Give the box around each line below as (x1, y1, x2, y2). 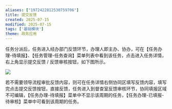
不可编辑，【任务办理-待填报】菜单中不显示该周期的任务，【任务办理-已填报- (5, 92, 164, 98)
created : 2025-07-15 (5, 17, 50, 22)
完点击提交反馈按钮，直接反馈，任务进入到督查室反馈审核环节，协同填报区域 (5, 85, 167, 92)
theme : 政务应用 (5, 31, 37, 36)
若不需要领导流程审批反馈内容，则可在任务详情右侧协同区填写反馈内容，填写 (5, 79, 167, 85)
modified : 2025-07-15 (5, 21, 52, 27)
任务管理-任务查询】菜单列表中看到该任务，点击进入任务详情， (34, 52, 166, 58)
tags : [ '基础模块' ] (5, 27, 44, 32)
